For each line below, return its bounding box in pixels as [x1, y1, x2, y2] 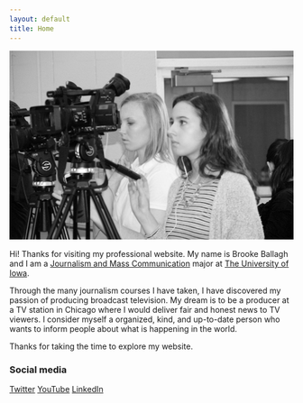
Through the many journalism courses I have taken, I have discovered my [9, 285, 281, 297]
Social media [9, 363, 68, 376]
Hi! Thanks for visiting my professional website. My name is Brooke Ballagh [9, 249, 289, 260]
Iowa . [9, 268, 30, 279]
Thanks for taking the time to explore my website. [9, 341, 194, 352]
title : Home [9, 23, 54, 33]
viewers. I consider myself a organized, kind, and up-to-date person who [9, 314, 281, 325]
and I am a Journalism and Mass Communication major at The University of [9, 258, 289, 270]
